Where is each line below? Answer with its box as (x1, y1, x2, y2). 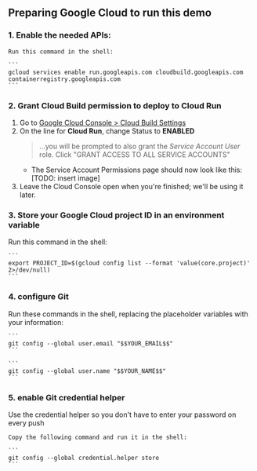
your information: (8, 317, 64, 327)
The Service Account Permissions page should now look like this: (31, 165, 243, 174)
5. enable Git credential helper (8, 392, 125, 403)
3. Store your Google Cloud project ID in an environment (8, 210, 225, 221)
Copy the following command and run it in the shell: (8, 433, 188, 441)
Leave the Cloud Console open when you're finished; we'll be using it (19, 181, 244, 191)
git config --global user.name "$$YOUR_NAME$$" (8, 367, 167, 375)
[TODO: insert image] (31, 173, 100, 183)
